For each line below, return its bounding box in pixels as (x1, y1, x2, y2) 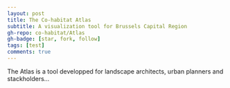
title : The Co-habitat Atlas (7, 16, 91, 23)
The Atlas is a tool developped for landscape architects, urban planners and (7, 67, 224, 76)
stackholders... (7, 74, 50, 82)
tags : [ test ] (7, 42, 45, 49)
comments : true (7, 49, 51, 56)
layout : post (7, 10, 45, 17)
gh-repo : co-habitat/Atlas (7, 29, 85, 36)
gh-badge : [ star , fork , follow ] (7, 36, 100, 43)
